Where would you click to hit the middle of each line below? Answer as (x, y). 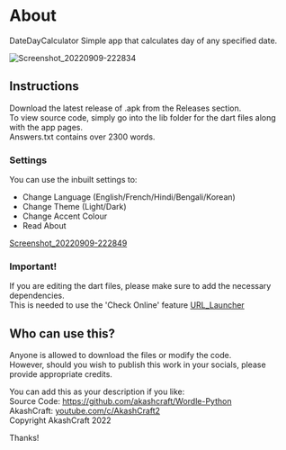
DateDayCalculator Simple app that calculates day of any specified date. (143, 40)
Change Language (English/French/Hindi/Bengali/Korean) (129, 197)
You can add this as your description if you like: (97, 391)
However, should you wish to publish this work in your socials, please (138, 364)
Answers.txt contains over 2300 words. (82, 137)
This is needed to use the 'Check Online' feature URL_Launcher (127, 305)
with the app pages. (46, 127)
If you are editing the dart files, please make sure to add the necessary (140, 286)
